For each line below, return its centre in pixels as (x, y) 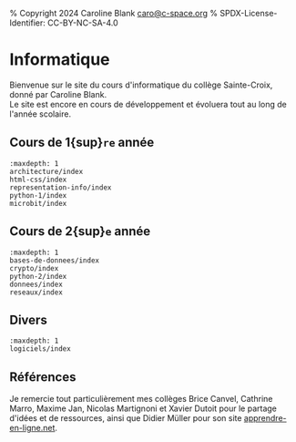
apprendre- (265, 418)
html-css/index (38, 180)
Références (43, 377)
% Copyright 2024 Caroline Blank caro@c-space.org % (114, 13)
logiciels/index (40, 349)
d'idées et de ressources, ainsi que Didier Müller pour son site (126, 418)
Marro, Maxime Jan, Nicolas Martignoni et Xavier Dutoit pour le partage (143, 408)
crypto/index (34, 268)
